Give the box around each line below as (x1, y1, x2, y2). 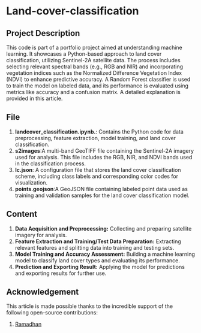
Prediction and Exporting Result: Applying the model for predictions (14, 263, 185, 270)
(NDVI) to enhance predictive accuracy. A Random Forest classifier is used (6, 76, 191, 83)
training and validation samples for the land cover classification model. (14, 192, 190, 199)
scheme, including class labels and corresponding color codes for (14, 172, 179, 180)
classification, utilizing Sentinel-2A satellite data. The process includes (6, 57, 181, 63)
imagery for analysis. (14, 231, 67, 238)
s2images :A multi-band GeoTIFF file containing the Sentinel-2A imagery (14, 147, 194, 154)
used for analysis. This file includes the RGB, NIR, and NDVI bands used (14, 153, 193, 161)
